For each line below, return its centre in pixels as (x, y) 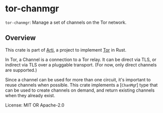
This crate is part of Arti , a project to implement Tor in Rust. (66, 50)
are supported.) (21, 70)
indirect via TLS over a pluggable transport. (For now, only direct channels (81, 64)
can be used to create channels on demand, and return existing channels (80, 90)
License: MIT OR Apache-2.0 (35, 105)
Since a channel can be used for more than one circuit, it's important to (78, 79)
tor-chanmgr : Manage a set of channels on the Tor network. (66, 22)
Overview (21, 38)
